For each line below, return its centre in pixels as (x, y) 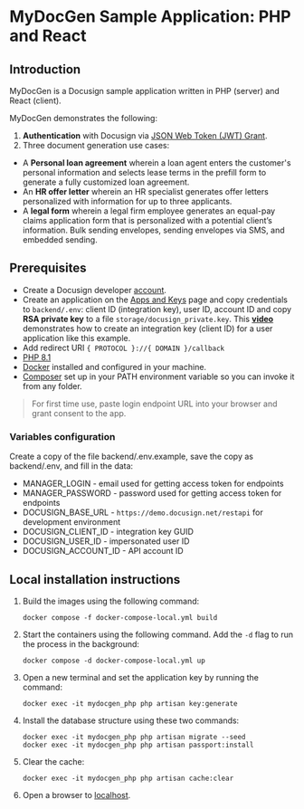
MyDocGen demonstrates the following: (84, 118)
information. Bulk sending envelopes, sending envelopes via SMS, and (153, 230)
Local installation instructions (95, 580)
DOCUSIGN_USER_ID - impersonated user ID (106, 541)
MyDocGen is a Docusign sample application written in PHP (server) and (145, 91)
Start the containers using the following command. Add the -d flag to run (158, 634)
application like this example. (76, 338)
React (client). (35, 100)
